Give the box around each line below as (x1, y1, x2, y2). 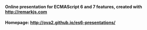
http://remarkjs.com (5, 9, 47, 14)
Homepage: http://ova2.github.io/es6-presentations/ (5, 20, 116, 26)
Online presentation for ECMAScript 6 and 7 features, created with (5, 4, 142, 10)
